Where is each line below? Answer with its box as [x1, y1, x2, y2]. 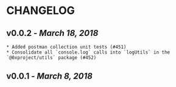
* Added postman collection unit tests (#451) [6, 44, 127, 50]
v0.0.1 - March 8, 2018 [6, 71, 93, 82]
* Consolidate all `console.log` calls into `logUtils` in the [6, 49, 171, 55]
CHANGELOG [6, 4, 75, 18]
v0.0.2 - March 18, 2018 [6, 28, 99, 38]
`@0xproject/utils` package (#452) [6, 55, 97, 61]
